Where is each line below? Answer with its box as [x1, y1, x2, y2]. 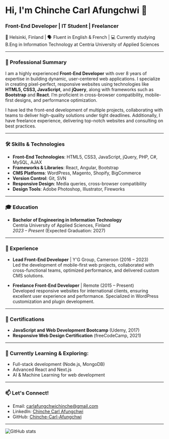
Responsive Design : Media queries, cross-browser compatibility [12, 181, 147, 187]
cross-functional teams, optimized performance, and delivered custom [12, 267, 159, 273]
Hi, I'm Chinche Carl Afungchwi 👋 [5, 5, 147, 16]
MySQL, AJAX [12, 159, 42, 165]
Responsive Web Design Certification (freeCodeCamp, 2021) [12, 332, 142, 338]
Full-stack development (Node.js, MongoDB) [12, 361, 105, 367]
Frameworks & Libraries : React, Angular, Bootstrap [12, 165, 119, 171]
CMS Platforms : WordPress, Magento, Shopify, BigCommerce [12, 170, 141, 176]
